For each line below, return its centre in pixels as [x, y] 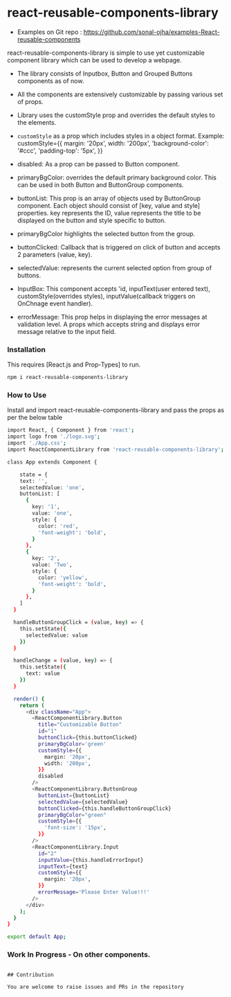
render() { [29, 699]
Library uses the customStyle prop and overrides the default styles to [116, 115]
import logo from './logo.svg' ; [54, 437]
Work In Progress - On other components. [79, 955]
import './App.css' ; [37, 443]
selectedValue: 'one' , [52, 487]
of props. [30, 101]
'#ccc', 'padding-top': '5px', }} [60, 150]
